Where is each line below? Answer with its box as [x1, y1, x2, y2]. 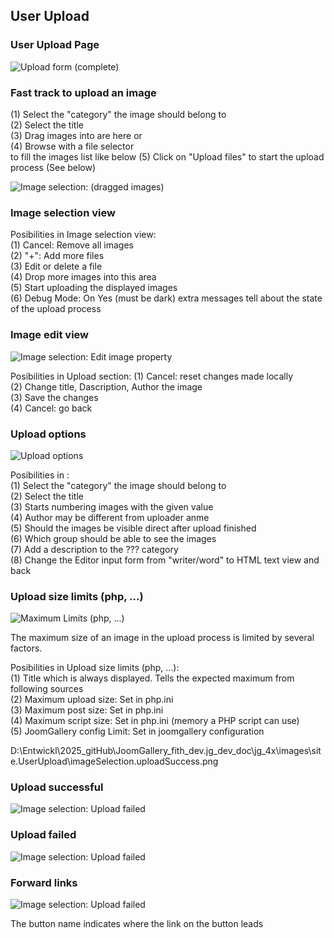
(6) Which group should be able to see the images [10, 532, 217, 544]
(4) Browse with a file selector [10, 140, 135, 152]
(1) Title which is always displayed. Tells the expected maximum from [10, 672, 295, 684]
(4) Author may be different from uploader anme [10, 511, 210, 523]
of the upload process [10, 303, 102, 315]
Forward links [10, 875, 78, 889]
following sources [10, 683, 84, 695]
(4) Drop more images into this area [10, 271, 157, 283]
